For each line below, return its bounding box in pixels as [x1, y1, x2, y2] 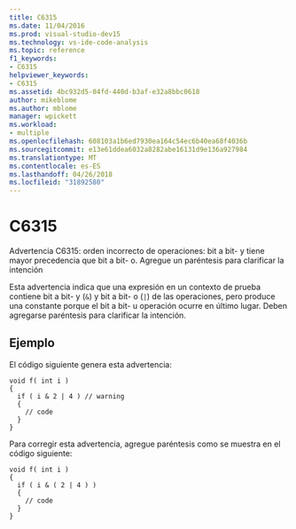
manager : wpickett [9, 112, 77, 121]
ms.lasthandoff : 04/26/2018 [9, 170, 113, 178]
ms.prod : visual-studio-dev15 [9, 29, 121, 38]
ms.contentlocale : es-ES [9, 162, 101, 170]
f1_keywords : [9, 54, 58, 63]
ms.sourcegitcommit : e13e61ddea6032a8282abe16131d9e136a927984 [9, 145, 248, 154]
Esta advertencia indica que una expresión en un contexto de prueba [9, 281, 261, 293]
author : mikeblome [9, 95, 77, 105]
